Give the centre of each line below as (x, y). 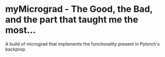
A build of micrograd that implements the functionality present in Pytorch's (82, 44)
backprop (15, 49)
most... (21, 30)
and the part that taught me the (72, 20)
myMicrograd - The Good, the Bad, (79, 9)
